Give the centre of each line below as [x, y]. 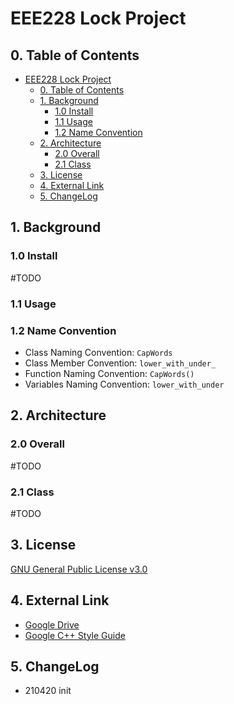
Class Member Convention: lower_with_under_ [120, 363]
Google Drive [52, 624]
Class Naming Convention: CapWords [98, 352]
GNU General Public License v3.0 [79, 569]
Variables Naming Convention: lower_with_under [124, 384]
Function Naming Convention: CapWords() [109, 373]
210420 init [48, 691]
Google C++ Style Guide [75, 635]
